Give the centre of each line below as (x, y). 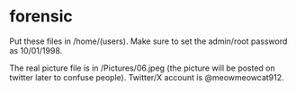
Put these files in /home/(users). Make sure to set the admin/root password (148, 41)
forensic (41, 17)
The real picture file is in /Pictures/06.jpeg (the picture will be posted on (143, 68)
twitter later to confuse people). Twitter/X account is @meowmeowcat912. (147, 77)
